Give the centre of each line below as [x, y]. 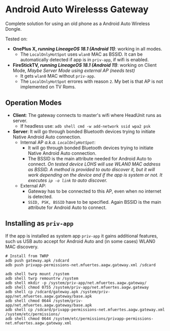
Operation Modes [34, 103]
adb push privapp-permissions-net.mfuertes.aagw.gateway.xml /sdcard [81, 265]
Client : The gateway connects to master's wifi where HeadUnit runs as [87, 115]
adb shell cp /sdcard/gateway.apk [42, 292]
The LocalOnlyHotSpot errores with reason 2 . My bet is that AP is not [92, 81]
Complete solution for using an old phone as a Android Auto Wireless [78, 23]
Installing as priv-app [39, 223]
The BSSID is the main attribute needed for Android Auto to [90, 158]
